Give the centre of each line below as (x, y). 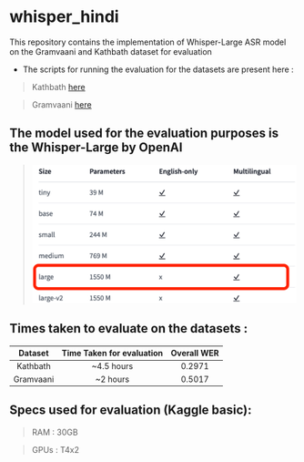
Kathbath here (58, 87)
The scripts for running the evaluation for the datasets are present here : (158, 69)
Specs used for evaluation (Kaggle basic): (131, 411)
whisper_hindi (65, 17)
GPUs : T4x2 (56, 449)
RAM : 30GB (55, 432)
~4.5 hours (112, 366)
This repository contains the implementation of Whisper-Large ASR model (148, 42)
